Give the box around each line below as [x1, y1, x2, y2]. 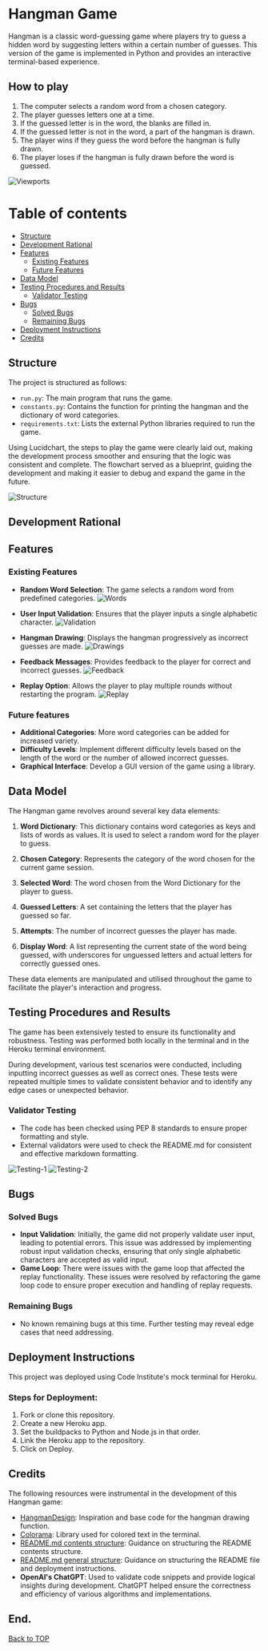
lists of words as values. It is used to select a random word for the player [19, 830, 260, 839]
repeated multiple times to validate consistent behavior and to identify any [8, 1076, 253, 1086]
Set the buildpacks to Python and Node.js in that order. [19, 1427, 201, 1436]
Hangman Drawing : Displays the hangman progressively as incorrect [19, 633, 249, 642]
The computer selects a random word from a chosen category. [19, 101, 227, 110]
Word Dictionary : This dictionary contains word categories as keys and [19, 821, 256, 831]
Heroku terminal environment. [8, 1044, 106, 1054]
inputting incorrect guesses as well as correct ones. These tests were [8, 1068, 238, 1078]
